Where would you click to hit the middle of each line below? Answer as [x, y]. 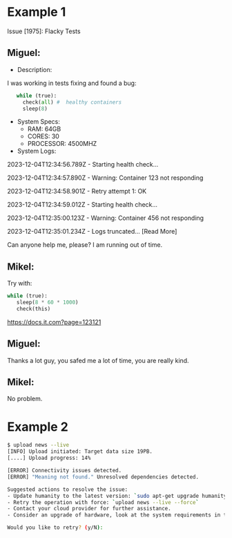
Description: [35, 69]
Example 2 [38, 427]
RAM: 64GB [44, 129]
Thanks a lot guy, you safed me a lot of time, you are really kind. [98, 360]
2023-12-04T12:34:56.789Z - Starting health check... [83, 165]
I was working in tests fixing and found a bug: [72, 83]
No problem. [25, 399]
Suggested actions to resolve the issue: [68, 489]
